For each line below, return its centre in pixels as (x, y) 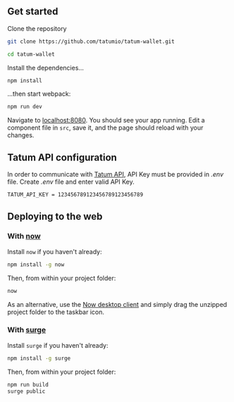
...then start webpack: (39, 94)
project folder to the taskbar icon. (56, 312)
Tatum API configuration (62, 157)
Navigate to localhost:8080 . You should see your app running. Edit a (106, 120)
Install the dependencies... (46, 68)
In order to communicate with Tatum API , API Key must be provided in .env (116, 175)
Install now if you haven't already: (55, 251)
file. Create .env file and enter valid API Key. (71, 182)
